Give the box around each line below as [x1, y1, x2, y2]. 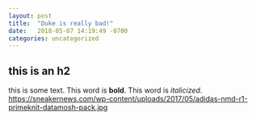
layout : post [8, 11, 52, 20]
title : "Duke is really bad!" [8, 19, 114, 27]
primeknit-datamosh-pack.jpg [8, 102, 108, 113]
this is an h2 [8, 64, 71, 77]
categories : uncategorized [8, 34, 99, 43]
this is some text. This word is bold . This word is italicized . [8, 85, 203, 95]
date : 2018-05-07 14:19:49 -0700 [8, 27, 128, 35]
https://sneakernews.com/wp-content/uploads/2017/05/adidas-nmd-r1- [8, 94, 248, 104]
